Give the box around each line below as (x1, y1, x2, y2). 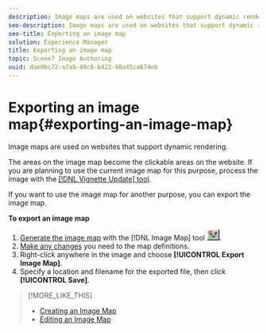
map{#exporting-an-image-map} (8, 115, 233, 134)
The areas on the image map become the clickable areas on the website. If (8, 157, 253, 166)
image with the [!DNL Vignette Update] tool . (8, 174, 152, 183)
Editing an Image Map (39, 314, 111, 324)
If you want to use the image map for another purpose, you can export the (8, 189, 251, 199)
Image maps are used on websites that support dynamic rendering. (8, 142, 228, 151)
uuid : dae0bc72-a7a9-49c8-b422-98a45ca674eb (8, 64, 158, 72)
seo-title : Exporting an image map (8, 29, 126, 37)
